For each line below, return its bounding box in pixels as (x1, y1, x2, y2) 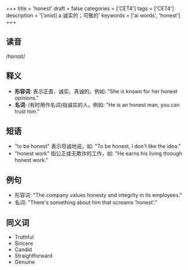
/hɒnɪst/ (6, 53, 25, 60)
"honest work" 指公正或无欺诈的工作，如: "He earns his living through (14, 150, 183, 157)
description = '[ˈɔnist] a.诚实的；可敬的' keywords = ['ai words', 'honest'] (6, 12, 180, 19)
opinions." (14, 94, 39, 101)
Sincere (14, 240, 33, 247)
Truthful (14, 234, 34, 241)
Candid (14, 246, 32, 253)
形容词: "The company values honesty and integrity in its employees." (14, 192, 182, 199)
